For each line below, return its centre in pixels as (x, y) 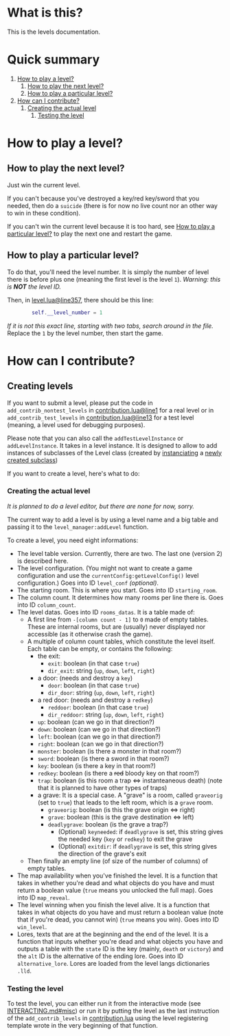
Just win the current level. (44, 185)
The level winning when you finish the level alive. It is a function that (113, 904)
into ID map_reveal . (43, 898)
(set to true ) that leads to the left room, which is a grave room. (125, 802)
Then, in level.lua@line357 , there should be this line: (81, 300)
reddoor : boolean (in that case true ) (98, 707)
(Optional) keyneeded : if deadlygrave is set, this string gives (141, 831)
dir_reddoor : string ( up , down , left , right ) (106, 714)
